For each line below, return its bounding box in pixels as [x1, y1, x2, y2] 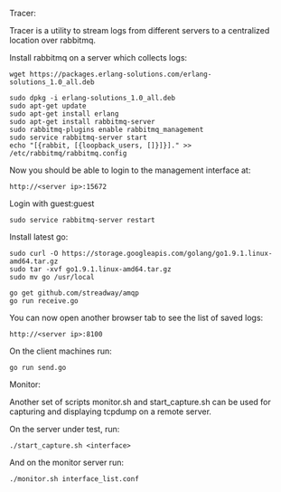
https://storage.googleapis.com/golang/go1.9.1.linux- [61, 249, 273, 258]
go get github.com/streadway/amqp [9, 289, 140, 298]
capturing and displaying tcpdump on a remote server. [9, 406, 212, 417]
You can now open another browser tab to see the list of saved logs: [9, 312, 264, 323]
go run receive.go [9, 297, 79, 306]
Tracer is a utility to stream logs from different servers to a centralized [9, 25, 270, 35]
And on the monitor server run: [9, 457, 125, 468]
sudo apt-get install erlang [9, 109, 119, 118]
